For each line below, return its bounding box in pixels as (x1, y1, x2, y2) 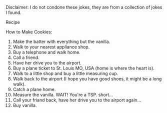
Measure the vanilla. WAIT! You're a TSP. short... (12, 92, 113, 97)
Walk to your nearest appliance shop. (12, 44, 90, 49)
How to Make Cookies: (5, 29, 52, 34)
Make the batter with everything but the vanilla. (12, 38, 110, 44)
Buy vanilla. (12, 102, 37, 108)
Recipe (5, 19, 20, 25)
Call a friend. (12, 54, 39, 60)
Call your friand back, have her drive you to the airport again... (12, 97, 141, 103)
